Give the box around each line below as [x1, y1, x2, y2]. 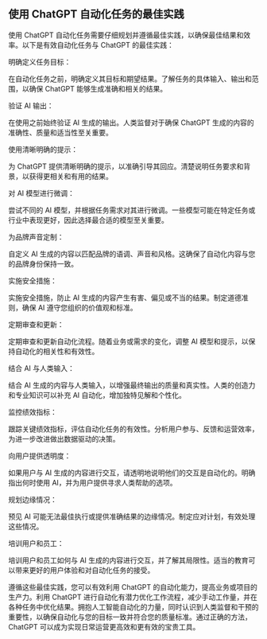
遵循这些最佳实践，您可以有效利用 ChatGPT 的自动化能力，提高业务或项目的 [8, 582, 258, 591]
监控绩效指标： [8, 407, 57, 416]
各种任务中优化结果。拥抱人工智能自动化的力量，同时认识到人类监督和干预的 [8, 602, 259, 611]
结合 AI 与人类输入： [8, 363, 75, 372]
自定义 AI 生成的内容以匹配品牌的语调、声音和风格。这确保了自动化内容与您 [8, 249, 256, 259]
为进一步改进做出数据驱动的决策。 [8, 434, 120, 443]
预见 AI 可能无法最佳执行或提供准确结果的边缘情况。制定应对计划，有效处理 [8, 512, 256, 521]
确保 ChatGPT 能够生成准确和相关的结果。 [29, 84, 168, 93]
